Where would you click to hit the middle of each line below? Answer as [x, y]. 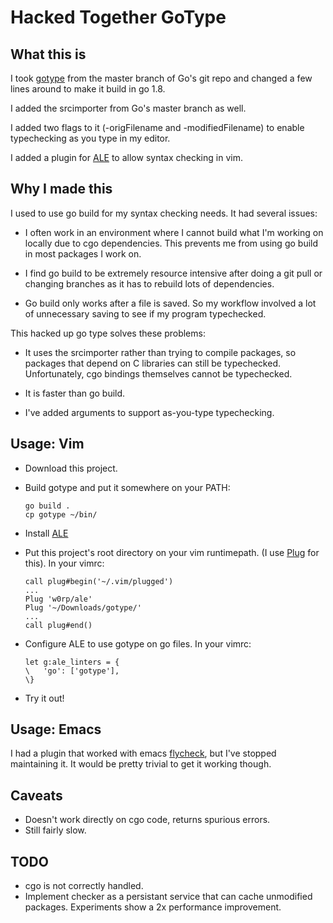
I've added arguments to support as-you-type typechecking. [149, 412]
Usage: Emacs [56, 729]
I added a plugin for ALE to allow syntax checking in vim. [126, 157]
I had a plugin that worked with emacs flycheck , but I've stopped [143, 753]
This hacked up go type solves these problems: [108, 333]
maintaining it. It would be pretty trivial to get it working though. [141, 764]
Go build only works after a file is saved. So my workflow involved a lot [170, 303]
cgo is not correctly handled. [84, 886]
